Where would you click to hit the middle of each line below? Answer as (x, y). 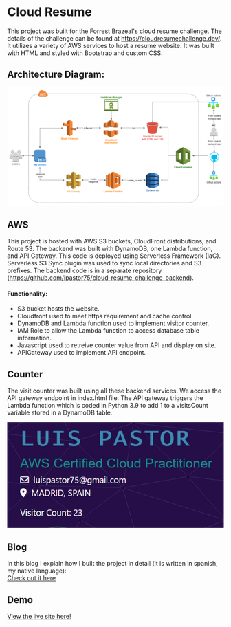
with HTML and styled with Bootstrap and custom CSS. (85, 53)
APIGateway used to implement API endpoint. (81, 353)
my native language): (37, 571)
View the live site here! (39, 617)
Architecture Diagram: (56, 75)
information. (34, 338)
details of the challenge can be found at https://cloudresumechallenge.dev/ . (114, 38)
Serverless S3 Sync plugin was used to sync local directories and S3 (104, 263)
